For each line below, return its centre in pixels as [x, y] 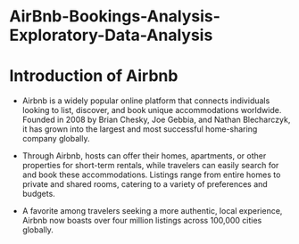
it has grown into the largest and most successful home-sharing [140, 129]
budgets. [38, 194]
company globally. [56, 139]
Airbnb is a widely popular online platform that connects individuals [146, 101]
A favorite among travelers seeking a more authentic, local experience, [152, 211]
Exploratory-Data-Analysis [111, 35]
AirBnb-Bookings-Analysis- [115, 16]
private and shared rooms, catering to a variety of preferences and [145, 184]
